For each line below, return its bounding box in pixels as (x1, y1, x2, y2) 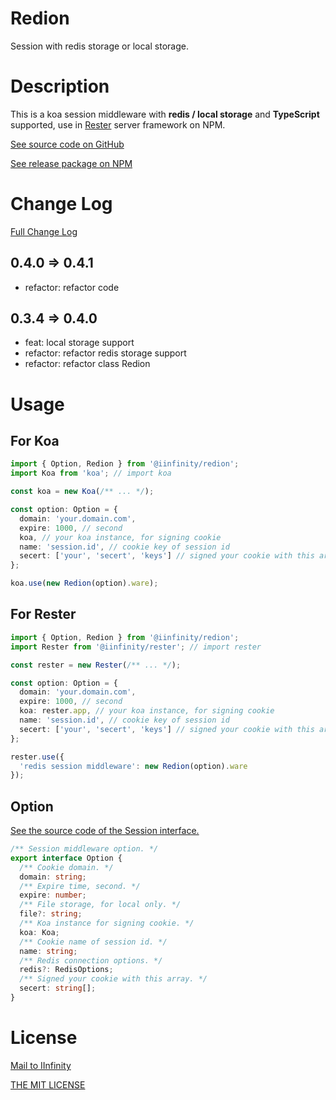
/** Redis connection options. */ (19, 955, 163, 966)
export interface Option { (10, 853, 123, 863)
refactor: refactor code (24, 281, 120, 293)
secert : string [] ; (19, 983, 97, 994)
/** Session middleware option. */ (10, 844, 159, 854)
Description (10, 75, 110, 98)
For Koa (10, 433, 60, 450)
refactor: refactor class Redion (24, 358, 151, 370)
